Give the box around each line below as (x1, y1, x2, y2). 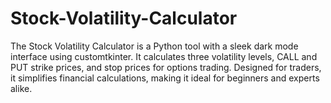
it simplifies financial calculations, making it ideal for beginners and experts (10, 72, 320, 84)
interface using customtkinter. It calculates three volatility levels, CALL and (10, 50, 318, 62)
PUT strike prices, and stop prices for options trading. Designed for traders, (10, 61, 322, 73)
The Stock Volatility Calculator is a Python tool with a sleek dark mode (10, 40, 299, 52)
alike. (10, 82, 33, 94)
